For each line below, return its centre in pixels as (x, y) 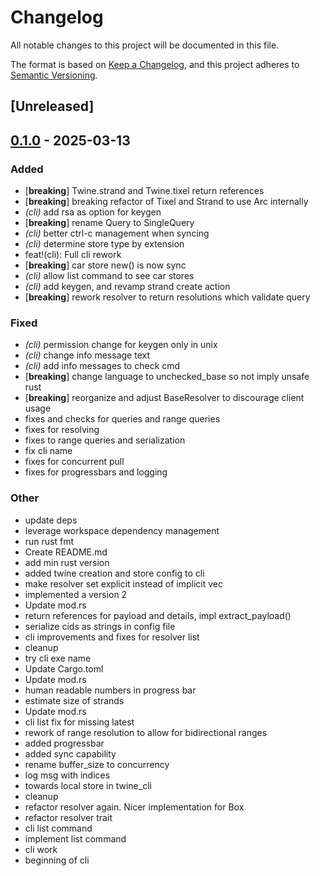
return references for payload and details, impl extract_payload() (158, 615)
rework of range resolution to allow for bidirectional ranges (146, 732)
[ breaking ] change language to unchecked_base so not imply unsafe (167, 377)
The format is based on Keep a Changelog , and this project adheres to (155, 64)
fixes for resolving (62, 430)
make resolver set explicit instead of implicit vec (123, 583)
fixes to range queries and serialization (105, 440)
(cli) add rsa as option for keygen (93, 212)
